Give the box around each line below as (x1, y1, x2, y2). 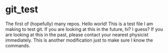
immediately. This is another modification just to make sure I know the (5, 37, 153, 43)
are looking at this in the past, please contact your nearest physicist (5, 31, 149, 38)
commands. (5, 42, 31, 48)
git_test (5, 4, 39, 15)
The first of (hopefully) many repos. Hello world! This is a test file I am (5, 21, 153, 27)
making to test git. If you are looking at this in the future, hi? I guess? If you (5, 26, 163, 32)
